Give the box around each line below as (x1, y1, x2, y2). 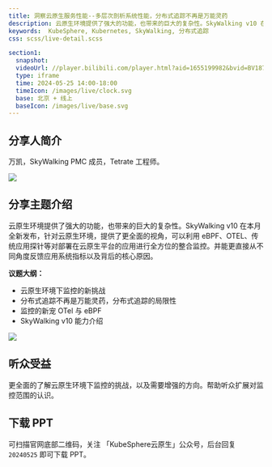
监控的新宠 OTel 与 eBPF (19, 305, 102, 316)
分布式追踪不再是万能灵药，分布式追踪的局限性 (19, 295, 176, 305)
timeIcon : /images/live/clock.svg (15, 87, 132, 95)
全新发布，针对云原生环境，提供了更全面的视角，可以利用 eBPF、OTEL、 (8, 231, 253, 240)
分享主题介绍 (8, 197, 73, 211)
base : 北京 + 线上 (15, 94, 73, 102)
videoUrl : (15, 64, 49, 73)
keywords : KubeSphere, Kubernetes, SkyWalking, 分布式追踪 (8, 27, 209, 35)
